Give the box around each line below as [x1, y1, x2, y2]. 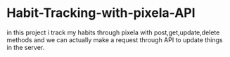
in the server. [6, 43, 45, 51]
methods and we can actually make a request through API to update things [6, 35, 223, 44]
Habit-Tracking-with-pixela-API [6, 5, 196, 21]
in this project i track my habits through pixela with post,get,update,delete [6, 28, 220, 37]
